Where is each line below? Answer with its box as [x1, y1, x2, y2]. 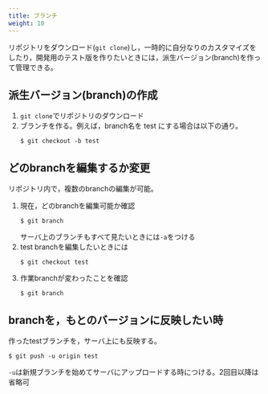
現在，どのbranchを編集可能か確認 [19, 201, 136, 211]
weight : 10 [8, 19, 45, 27]
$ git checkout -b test [19, 137, 100, 146]
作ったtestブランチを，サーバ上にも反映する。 [8, 335, 162, 346]
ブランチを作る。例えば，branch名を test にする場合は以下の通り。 [19, 121, 243, 131]
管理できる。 [14, 62, 58, 72]
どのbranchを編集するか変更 [8, 161, 151, 174]
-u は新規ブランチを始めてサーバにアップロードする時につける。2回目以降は [8, 367, 259, 376]
